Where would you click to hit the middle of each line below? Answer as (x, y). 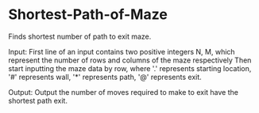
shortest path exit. (38, 100)
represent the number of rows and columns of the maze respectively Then (130, 60)
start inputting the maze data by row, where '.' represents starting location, (130, 68)
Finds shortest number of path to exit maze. (80, 36)
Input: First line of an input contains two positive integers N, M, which (122, 51)
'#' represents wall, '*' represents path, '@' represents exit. (105, 77)
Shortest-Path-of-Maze (88, 15)
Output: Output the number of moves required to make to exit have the (123, 92)
